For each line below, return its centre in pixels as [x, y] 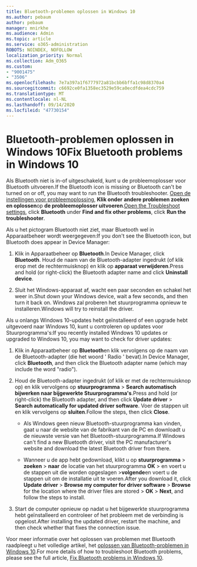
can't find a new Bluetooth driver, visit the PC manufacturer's [97, 442]
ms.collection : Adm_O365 [36, 61]
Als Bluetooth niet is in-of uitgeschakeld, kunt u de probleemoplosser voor [96, 181]
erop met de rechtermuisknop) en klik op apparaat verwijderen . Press [99, 266]
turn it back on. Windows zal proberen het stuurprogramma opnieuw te [101, 303]
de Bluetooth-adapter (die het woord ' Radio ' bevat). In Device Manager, [102, 357]
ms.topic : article [29, 39]
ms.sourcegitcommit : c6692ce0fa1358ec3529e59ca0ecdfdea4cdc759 [85, 88]
